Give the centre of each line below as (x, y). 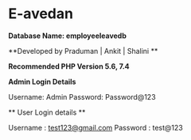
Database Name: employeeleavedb (68, 36)
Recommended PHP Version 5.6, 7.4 (69, 66)
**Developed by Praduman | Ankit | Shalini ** (83, 51)
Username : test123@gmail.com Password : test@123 (95, 127)
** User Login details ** (47, 112)
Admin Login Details (42, 81)
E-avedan (41, 14)
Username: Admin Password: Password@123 (82, 96)
